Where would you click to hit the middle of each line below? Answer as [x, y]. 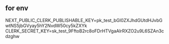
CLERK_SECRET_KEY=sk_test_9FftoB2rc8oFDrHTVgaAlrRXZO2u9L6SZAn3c [85, 31]
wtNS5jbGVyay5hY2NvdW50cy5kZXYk [46, 25]
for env [17, 8]
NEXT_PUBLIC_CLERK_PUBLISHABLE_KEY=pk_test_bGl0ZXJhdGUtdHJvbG [84, 20]
